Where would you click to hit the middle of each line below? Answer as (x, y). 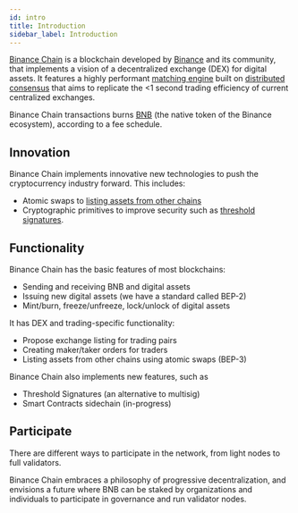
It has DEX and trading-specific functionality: (92, 323)
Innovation (40, 152)
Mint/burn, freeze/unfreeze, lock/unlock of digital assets (126, 306)
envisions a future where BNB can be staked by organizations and (131, 489)
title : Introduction (48, 26)
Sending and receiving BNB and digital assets (106, 286)
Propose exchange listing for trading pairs (99, 340)
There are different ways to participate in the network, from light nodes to (145, 453)
